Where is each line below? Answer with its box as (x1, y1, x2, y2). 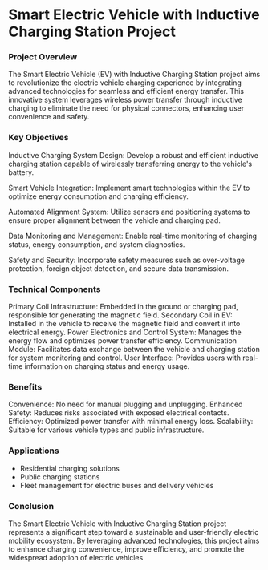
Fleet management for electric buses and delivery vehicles (19, 480, 214, 490)
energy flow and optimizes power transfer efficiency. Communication (8, 336, 238, 346)
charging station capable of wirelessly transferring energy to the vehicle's (8, 159, 253, 168)
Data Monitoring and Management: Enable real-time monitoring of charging (8, 231, 258, 241)
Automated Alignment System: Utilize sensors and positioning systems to (8, 207, 250, 216)
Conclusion (8, 500, 55, 511)
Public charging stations (19, 471, 100, 482)
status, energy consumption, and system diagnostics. (8, 239, 185, 249)
